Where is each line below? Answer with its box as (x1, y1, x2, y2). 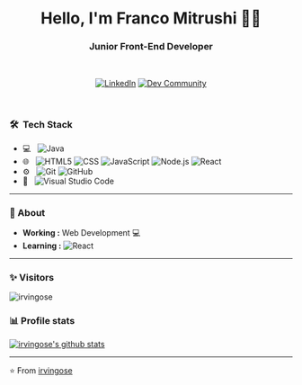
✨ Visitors (9, 272, 55, 283)
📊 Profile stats (9, 315, 75, 327)
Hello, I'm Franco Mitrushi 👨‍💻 (40, 8, 262, 29)
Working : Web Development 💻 (22, 228, 141, 238)
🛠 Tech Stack (9, 119, 74, 131)
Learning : (22, 240, 62, 251)
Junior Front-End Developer (88, 40, 214, 53)
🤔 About (9, 206, 46, 219)
